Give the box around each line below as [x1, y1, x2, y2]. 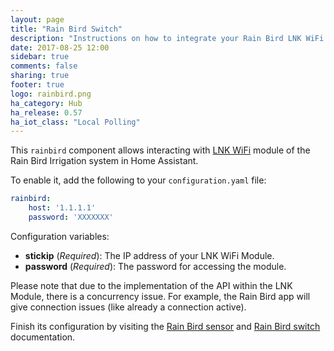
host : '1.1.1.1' [28, 203, 97, 213]
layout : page [10, 14, 65, 25]
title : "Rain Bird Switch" [10, 24, 123, 34]
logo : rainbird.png [10, 89, 92, 99]
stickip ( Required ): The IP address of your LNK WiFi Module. [24, 249, 275, 261]
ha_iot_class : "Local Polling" [10, 117, 141, 127]
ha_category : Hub [10, 98, 83, 108]
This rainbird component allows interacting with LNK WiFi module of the [10, 144, 311, 156]
